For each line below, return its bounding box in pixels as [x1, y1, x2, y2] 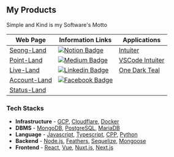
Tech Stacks [6, 104, 44, 112]
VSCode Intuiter [118, 56, 165, 64]
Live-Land [9, 65, 40, 74]
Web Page [15, 35, 46, 44]
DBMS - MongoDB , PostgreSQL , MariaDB [15, 125, 121, 132]
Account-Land [9, 76, 52, 84]
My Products [6, 5, 56, 15]
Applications [122, 35, 161, 44]
